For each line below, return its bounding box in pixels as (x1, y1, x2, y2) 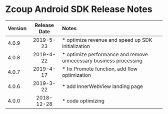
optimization (62, 71, 91, 78)
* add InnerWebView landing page (62, 83, 143, 90)
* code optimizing (62, 97, 105, 104)
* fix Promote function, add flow (62, 65, 138, 72)
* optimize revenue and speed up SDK (62, 36, 152, 43)
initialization (62, 43, 90, 50)
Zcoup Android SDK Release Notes (5, 4, 152, 15)
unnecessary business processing (62, 57, 142, 64)
